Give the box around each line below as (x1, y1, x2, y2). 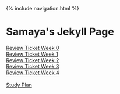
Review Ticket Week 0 (6, 44, 59, 51)
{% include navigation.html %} (6, 5, 80, 12)
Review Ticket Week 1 (6, 50, 58, 57)
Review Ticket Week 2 (6, 56, 59, 63)
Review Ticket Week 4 (6, 69, 59, 76)
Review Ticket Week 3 (6, 63, 59, 70)
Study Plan (6, 81, 32, 88)
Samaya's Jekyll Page (6, 26, 115, 38)
